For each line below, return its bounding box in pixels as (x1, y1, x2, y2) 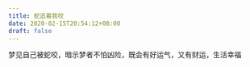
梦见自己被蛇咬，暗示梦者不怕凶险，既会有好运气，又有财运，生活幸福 (8, 50, 242, 60)
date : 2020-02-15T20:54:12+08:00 (8, 19, 121, 27)
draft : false (8, 27, 52, 35)
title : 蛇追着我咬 (8, 11, 65, 20)
